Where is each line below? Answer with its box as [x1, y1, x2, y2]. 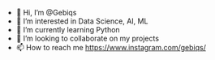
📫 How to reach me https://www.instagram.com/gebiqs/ [15, 43, 207, 52]
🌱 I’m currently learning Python [15, 25, 120, 34]
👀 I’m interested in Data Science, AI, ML [15, 16, 148, 26]
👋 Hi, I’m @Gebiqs [15, 8, 77, 17]
